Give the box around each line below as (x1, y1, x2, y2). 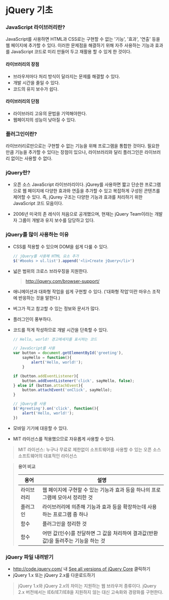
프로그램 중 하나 (53, 511, 88, 518)
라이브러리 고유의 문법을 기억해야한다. (13, 110, 87, 116)
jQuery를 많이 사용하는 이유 (6, 231, 69, 238)
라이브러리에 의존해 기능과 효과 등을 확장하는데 (42, 503, 146, 510)
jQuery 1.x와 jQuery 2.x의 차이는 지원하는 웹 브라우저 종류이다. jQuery (18, 582, 157, 588)
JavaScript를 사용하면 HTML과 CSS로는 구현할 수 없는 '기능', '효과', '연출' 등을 (6, 36, 160, 42)
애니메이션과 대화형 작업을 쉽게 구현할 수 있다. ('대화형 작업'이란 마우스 (13, 288, 151, 294)
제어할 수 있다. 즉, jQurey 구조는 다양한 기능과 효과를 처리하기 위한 (13, 194, 143, 200)
